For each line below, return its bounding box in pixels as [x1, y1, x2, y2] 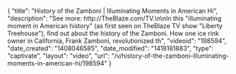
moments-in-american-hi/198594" [7, 59, 107, 67]
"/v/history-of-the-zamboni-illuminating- [111, 51, 230, 60]
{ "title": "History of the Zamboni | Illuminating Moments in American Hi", [7, 7, 218, 15]
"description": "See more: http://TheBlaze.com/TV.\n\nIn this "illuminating [7, 14, 222, 23]
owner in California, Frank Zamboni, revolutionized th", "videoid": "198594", [7, 37, 227, 45]
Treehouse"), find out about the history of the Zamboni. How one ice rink [7, 29, 219, 37]
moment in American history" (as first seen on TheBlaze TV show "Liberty [7, 22, 223, 30]
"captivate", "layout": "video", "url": [7, 51, 110, 60]
